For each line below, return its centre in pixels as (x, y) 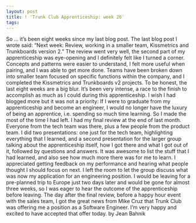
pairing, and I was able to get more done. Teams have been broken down (94, 70)
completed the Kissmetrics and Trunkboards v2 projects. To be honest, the (97, 83)
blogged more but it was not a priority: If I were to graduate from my (88, 102)
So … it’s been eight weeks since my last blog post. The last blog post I (92, 39)
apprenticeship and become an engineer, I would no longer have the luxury (97, 108)
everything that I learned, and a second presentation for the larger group (94, 139)
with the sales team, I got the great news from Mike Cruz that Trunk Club (94, 201)
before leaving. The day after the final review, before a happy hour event (94, 195)
